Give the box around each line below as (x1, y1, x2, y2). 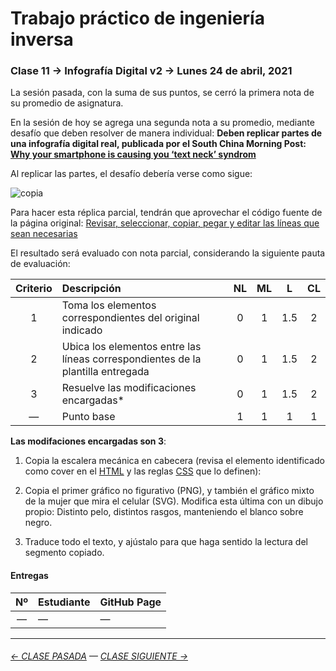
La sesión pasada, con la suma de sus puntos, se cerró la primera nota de (10, 87, 315, 99)
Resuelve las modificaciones (61, 381, 197, 395)
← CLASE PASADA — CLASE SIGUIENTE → (10, 650, 188, 662)
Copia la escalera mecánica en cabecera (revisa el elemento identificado (24, 455, 325, 467)
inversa (10, 28, 74, 51)
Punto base (61, 410, 116, 424)
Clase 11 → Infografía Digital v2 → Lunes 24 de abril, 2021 (10, 64, 293, 78)
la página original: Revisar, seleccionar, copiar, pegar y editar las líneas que (10, 217, 320, 229)
